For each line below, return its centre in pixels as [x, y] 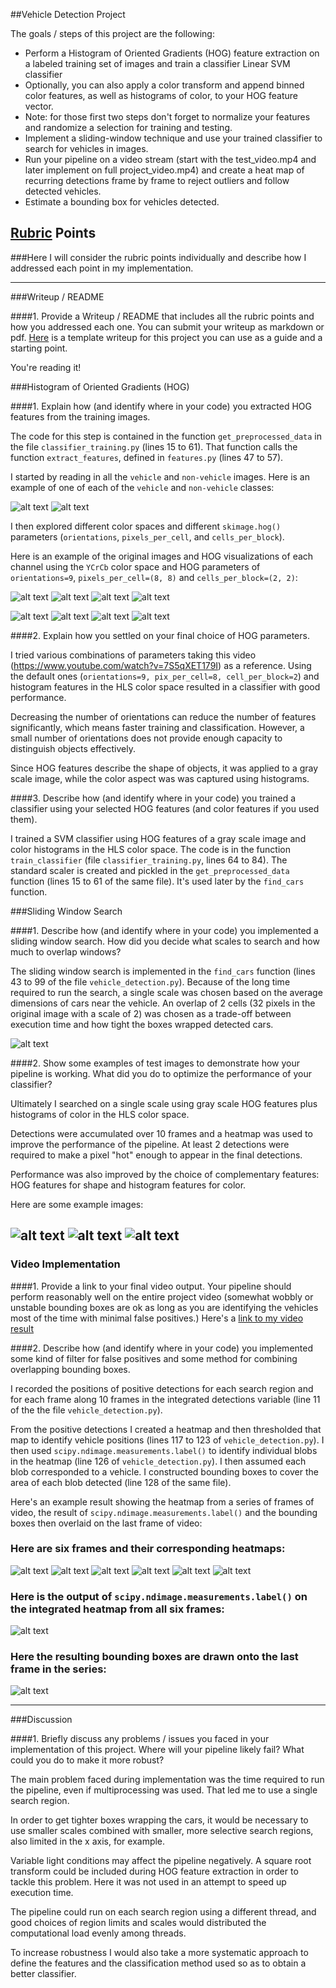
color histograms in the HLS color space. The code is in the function [150, 849]
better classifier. [43, 1974]
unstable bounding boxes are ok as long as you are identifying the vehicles [164, 1307]
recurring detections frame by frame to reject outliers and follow [157, 180]
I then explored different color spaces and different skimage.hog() [146, 526]
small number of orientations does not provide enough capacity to [146, 738]
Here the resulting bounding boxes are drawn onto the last [154, 1657]
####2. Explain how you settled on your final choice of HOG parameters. [160, 635]
